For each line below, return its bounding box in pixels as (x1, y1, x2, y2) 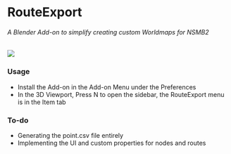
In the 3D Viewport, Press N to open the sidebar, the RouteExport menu (17, 90, 225, 98)
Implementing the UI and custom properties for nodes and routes (17, 139, 206, 147)
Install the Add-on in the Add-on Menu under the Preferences (17, 82, 196, 91)
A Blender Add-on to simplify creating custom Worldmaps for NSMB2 (7, 27, 209, 36)
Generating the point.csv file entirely (17, 131, 124, 139)
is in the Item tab (17, 98, 66, 106)
